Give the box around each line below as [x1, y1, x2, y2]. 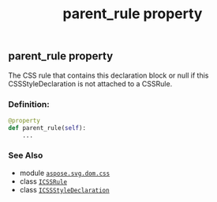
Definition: [8, 98, 50, 109]
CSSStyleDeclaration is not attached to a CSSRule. [8, 78, 173, 88]
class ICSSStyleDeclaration [19, 185, 110, 194]
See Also [8, 150, 43, 161]
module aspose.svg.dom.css [19, 168, 110, 177]
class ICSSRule [19, 176, 68, 186]
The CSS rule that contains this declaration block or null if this [8, 71, 209, 80]
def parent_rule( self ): [8, 124, 87, 131]
